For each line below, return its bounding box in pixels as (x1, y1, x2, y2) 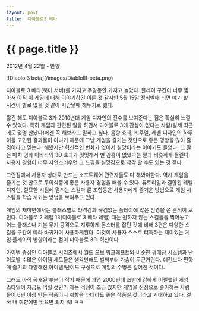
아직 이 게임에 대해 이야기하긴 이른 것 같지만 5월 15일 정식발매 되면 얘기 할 (17, 94, 188, 101)
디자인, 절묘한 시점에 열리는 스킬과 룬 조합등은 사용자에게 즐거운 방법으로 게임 (6, 186, 185, 193)
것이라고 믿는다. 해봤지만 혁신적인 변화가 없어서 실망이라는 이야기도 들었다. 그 (6, 144, 185, 151)
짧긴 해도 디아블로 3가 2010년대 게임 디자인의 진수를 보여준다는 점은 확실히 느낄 (6, 114, 191, 121)
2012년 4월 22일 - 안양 (6, 62, 61, 70)
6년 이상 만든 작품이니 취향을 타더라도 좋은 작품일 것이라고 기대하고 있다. (17, 291, 185, 299)
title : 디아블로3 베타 (6, 15, 58, 22)
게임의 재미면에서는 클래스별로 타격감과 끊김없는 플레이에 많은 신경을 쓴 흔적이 (6, 206, 187, 213)
